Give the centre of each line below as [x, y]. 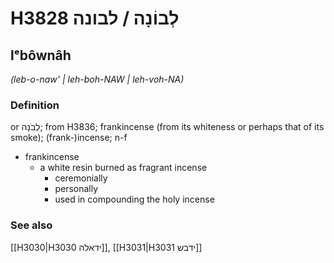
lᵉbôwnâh [41, 55]
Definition [35, 105]
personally [76, 189]
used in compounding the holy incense [134, 199]
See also [31, 225]
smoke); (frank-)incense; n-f [69, 138]
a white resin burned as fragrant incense [123, 168]
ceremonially [81, 178]
